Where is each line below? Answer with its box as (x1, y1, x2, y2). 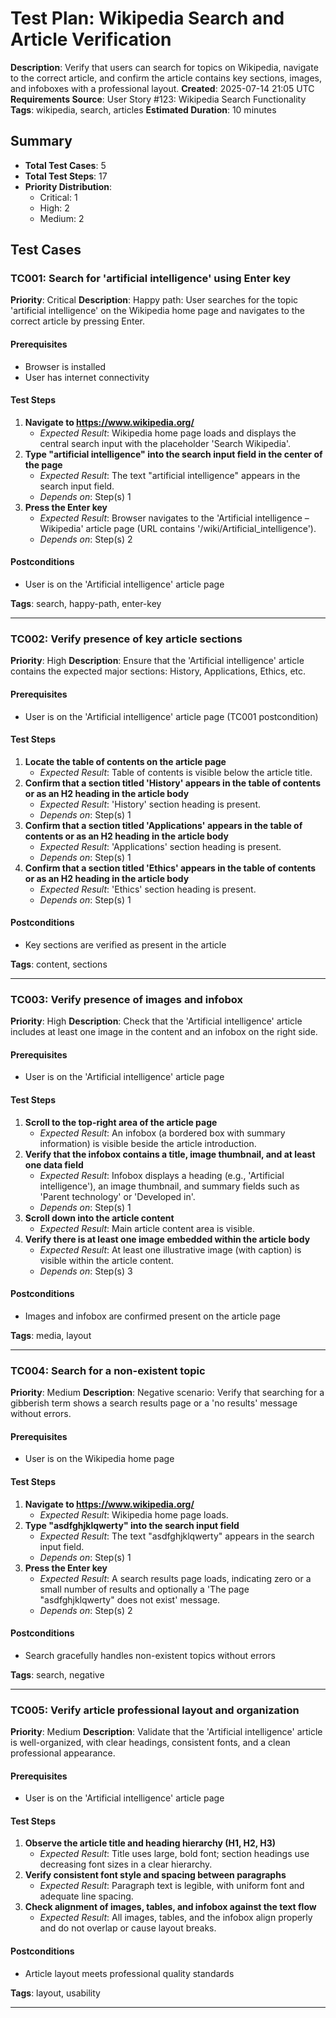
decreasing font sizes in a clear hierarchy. (39, 1858, 213, 1871)
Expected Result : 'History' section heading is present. (39, 798, 261, 810)
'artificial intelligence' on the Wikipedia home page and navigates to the (10, 305, 305, 317)
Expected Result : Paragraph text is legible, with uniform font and (39, 1880, 305, 1892)
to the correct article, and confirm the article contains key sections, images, (10, 72, 322, 84)
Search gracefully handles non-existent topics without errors (24, 1649, 276, 1661)
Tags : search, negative (10, 1668, 105, 1681)
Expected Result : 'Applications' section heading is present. (39, 840, 282, 852)
